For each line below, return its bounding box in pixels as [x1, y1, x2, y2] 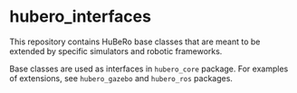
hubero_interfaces [9, 6, 152, 27]
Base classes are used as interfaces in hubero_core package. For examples [9, 63, 289, 74]
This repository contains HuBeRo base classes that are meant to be [9, 36, 261, 47]
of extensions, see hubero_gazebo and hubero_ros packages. [9, 72, 234, 83]
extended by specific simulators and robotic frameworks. [9, 45, 223, 56]
